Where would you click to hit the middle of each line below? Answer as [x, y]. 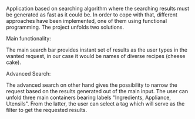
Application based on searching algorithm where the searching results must [98, 8]
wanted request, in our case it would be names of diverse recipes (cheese [96, 56]
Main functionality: [28, 38]
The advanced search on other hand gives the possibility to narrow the [92, 85]
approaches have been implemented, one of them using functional [87, 21]
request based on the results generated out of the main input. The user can [97, 91]
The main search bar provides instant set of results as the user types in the [97, 50]
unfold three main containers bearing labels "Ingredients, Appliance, [89, 97]
